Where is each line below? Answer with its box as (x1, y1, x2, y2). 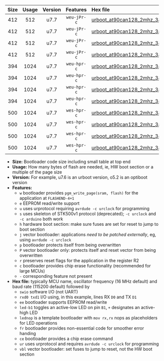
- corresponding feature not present (19, 273, 93, 279)
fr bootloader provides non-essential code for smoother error (19, 325, 144, 331)
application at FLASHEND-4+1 (19, 195, 75, 201)
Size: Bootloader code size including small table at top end (12, 159, 131, 165)
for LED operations (19, 320, 58, 326)
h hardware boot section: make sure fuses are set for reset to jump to (19, 221, 159, 227)
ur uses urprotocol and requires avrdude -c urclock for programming (19, 341, 159, 347)
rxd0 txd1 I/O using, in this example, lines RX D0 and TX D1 (19, 294, 137, 300)
